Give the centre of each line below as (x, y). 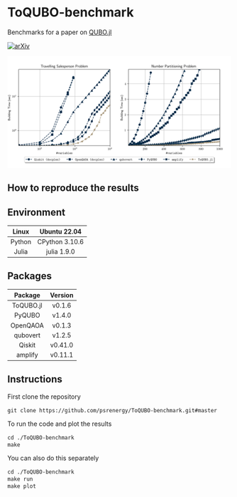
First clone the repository (44, 397)
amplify (27, 355)
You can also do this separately (53, 458)
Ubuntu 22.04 (60, 231)
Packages (29, 276)
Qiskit (27, 345)
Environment (37, 212)
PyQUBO (27, 315)
